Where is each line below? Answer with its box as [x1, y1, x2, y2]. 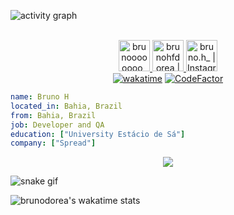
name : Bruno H [10, 92, 70, 102]
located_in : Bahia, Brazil [10, 101, 123, 111]
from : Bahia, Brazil [10, 110, 97, 120]
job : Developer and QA [10, 120, 105, 130]
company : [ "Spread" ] [10, 138, 97, 149]
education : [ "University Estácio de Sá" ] [10, 129, 186, 139]
